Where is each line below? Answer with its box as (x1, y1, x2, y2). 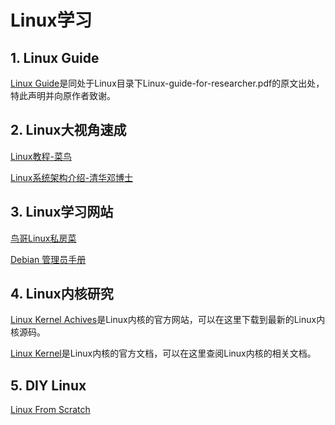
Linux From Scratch (10, 404, 91, 416)
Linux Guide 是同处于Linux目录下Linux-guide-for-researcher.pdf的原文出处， (10, 77, 325, 89)
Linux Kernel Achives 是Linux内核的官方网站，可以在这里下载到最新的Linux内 (10, 314, 326, 326)
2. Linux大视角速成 (10, 122, 127, 139)
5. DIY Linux (10, 377, 87, 394)
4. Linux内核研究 (10, 286, 114, 303)
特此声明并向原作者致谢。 (10, 90, 116, 101)
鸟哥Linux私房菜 (10, 232, 77, 244)
